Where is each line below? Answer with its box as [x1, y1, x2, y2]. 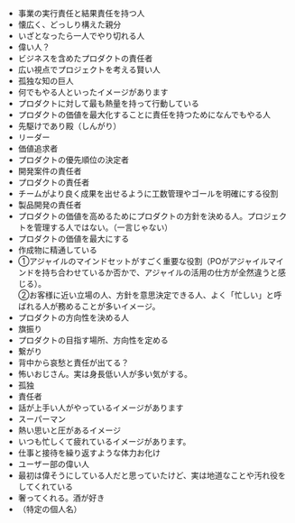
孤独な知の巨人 [17, 76, 74, 86]
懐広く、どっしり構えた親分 [17, 19, 122, 30]
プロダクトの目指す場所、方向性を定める [17, 335, 169, 345]
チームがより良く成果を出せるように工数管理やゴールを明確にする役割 [17, 188, 279, 198]
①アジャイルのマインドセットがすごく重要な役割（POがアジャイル [17, 256, 269, 266]
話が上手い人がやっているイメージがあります [17, 402, 184, 413]
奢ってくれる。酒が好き [17, 492, 106, 503]
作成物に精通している [17, 244, 97, 255]
